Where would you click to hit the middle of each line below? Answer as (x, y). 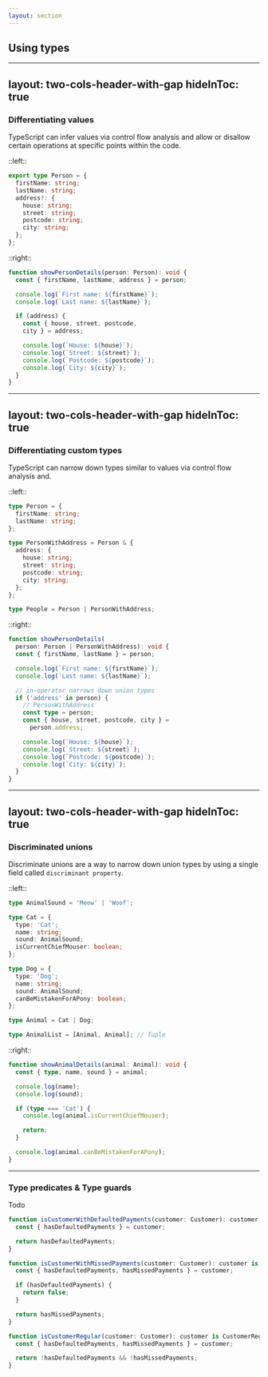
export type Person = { (48, 176)
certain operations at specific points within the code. (95, 145)
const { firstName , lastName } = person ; (85, 655)
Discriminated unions (51, 846)
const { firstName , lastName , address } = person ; (101, 280)
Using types (39, 48)
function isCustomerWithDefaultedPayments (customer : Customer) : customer (134, 1220)
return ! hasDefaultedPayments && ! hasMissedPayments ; (106, 1358)
